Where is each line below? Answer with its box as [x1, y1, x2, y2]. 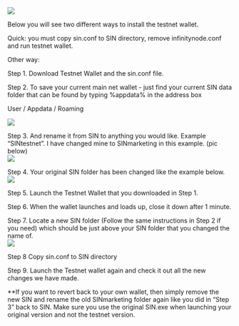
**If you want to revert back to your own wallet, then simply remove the [7, 287, 220, 296]
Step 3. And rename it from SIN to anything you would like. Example [7, 132, 206, 140]
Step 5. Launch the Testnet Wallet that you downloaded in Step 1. [7, 189, 198, 197]
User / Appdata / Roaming [7, 104, 84, 113]
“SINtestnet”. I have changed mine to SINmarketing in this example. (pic [7, 139, 218, 148]
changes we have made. [7, 274, 80, 282]
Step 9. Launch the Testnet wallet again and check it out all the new [7, 266, 206, 275]
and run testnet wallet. [7, 41, 73, 50]
